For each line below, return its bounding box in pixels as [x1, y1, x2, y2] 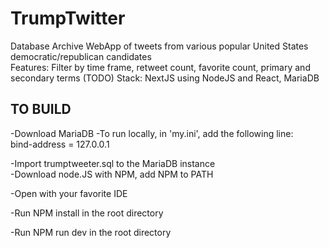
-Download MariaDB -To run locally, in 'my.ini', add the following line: [10, 127, 294, 139]
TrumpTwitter [10, 7, 126, 30]
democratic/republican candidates [10, 50, 152, 62]
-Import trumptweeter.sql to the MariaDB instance [10, 157, 216, 169]
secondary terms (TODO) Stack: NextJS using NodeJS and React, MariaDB [10, 72, 320, 84]
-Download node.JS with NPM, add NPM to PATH [10, 168, 214, 180]
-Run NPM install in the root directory [10, 207, 164, 219]
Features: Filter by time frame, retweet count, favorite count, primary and [10, 61, 311, 73]
